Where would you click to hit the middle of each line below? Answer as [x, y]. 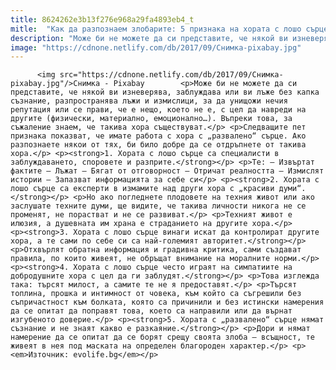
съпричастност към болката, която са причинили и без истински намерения [167, 302]
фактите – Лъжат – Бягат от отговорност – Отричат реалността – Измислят [167, 171]
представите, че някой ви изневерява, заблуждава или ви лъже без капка [165, 92]
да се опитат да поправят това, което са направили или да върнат [151, 311]
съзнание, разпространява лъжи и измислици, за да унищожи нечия [149, 101]
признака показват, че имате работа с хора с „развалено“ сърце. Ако [158, 136]
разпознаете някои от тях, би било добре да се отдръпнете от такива [158, 145]
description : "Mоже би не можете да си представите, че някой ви [149, 38]
